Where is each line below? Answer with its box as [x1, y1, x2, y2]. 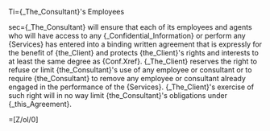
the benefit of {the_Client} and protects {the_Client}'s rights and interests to [8, 48, 260, 57]
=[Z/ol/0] [8, 115, 39, 124]
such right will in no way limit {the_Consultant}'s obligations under [8, 91, 228, 100]
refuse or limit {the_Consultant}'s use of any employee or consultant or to [8, 65, 252, 75]
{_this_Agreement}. [8, 100, 73, 108]
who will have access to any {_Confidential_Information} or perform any [8, 31, 246, 40]
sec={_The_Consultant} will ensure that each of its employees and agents [8, 23, 252, 31]
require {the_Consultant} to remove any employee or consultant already [8, 74, 246, 83]
